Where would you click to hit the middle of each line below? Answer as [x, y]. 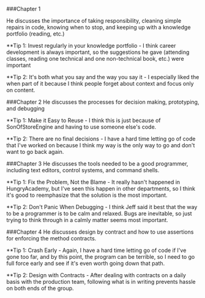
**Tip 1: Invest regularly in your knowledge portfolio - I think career [91, 46]
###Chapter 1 [24, 9]
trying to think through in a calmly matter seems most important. [87, 220]
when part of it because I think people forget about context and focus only [100, 83]
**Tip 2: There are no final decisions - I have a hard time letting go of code [101, 139]
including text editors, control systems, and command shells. [83, 170]
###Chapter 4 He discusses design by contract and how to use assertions [100, 232]
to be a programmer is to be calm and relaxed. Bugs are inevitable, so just [99, 213]
